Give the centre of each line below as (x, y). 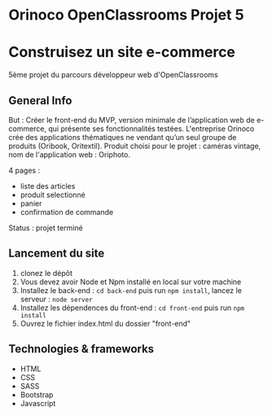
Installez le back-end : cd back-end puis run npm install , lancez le (131, 290)
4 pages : (24, 170)
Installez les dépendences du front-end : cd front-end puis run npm (132, 308)
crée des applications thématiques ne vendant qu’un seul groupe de (123, 137)
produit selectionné (53, 195)
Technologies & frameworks (81, 349)
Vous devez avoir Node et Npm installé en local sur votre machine (131, 282)
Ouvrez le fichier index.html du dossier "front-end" (105, 323)
